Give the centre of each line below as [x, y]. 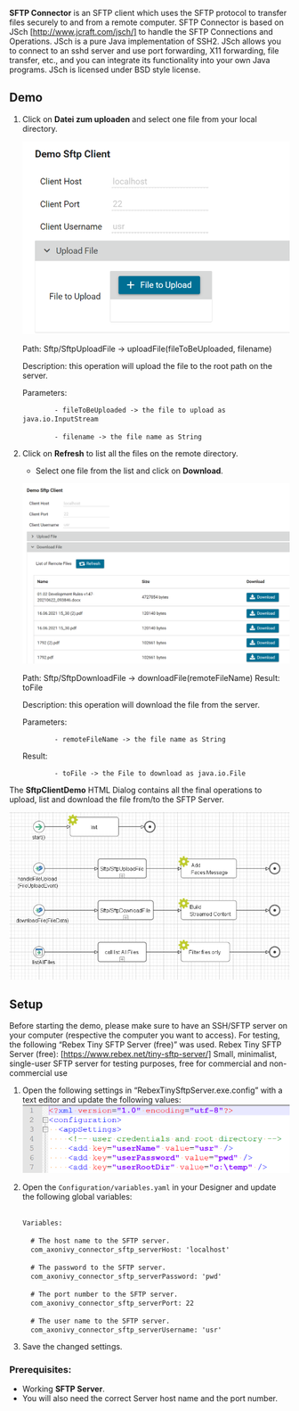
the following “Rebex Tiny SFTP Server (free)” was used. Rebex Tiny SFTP [145, 1045]
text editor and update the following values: [101, 1100]
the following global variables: [77, 1196]
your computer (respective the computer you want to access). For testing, [145, 1035]
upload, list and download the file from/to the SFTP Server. [117, 800]
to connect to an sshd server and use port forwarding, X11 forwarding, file [144, 51]
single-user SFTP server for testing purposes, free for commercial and [138, 1063]
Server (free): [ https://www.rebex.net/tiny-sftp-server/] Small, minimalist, [143, 1054]
